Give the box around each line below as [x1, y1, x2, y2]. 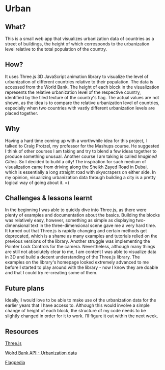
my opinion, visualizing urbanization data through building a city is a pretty [5, 174, 156, 180]
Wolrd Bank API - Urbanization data [5, 350, 77, 356]
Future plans [5, 284, 44, 293]
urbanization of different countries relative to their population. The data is [5, 78, 154, 84]
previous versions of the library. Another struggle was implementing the [5, 238, 150, 244]
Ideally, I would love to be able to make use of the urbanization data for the [5, 297, 156, 303]
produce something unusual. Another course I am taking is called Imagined [5, 153, 157, 159]
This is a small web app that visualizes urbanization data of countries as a [5, 36, 154, 41]
